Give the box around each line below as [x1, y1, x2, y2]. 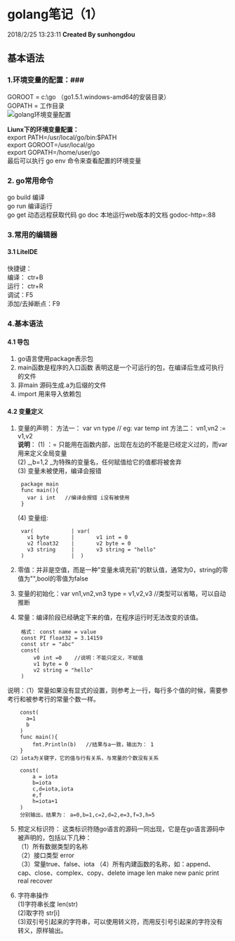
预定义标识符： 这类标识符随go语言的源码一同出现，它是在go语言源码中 [17, 825, 225, 833]
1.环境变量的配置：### [7, 75, 85, 85]
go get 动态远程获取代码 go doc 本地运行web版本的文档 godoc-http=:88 [7, 210, 216, 219]
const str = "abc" [20, 641, 75, 648]
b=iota [32, 779, 52, 787]
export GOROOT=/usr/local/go [7, 140, 95, 149]
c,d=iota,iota [32, 785, 74, 792]
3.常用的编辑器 [7, 229, 58, 239]
